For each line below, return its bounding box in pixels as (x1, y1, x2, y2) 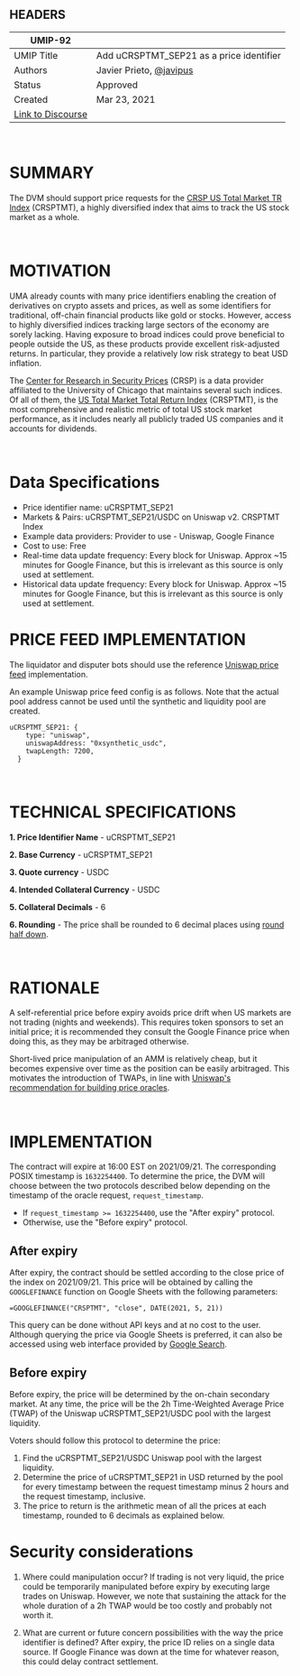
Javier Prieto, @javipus (95, 63, 194, 76)
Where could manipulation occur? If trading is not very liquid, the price (22, 1571, 285, 1582)
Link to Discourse (14, 107, 88, 120)
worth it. (22, 1609, 54, 1620)
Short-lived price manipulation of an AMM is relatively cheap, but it (9, 1054, 258, 1064)
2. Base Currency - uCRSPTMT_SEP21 (9, 849, 153, 860)
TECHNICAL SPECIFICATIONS (9, 802, 237, 822)
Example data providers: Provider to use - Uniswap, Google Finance (22, 530, 275, 541)
